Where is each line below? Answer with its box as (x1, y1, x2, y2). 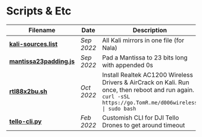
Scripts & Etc (6, 4, 72, 18)
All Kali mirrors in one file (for (102, 36, 185, 44)
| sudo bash (102, 105, 136, 112)
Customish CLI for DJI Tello (102, 113, 179, 121)
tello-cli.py (9, 117, 42, 126)
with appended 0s (102, 61, 153, 69)
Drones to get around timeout (102, 121, 185, 129)
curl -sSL (102, 93, 130, 100)
